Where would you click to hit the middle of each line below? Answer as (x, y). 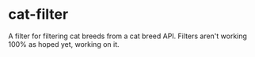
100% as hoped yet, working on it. (64, 44)
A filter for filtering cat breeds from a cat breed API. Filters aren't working (128, 36)
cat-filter (38, 14)
